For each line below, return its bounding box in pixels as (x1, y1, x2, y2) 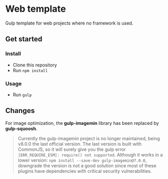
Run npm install (12, 67, 48, 73)
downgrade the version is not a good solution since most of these (17, 162, 157, 169)
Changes (5, 106, 35, 115)
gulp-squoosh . (5, 125, 37, 131)
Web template (5, 3, 66, 15)
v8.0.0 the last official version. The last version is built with (17, 141, 142, 147)
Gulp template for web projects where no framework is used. (5, 20, 134, 26)
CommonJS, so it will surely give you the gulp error (17, 146, 126, 152)
